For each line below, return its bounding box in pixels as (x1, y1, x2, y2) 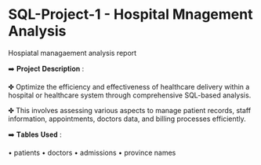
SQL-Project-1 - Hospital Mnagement (8, 5, 253, 24)
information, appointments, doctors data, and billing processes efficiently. (8, 114, 247, 123)
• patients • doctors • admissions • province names (8, 148, 176, 157)
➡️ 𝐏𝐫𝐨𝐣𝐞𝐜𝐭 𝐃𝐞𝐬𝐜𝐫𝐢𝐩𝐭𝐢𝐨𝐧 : (8, 64, 85, 73)
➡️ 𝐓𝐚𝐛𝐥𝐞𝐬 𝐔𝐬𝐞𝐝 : (8, 130, 62, 139)
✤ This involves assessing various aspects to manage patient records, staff (8, 105, 252, 115)
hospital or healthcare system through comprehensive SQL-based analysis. (8, 90, 252, 100)
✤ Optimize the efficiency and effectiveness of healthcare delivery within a (8, 82, 250, 91)
